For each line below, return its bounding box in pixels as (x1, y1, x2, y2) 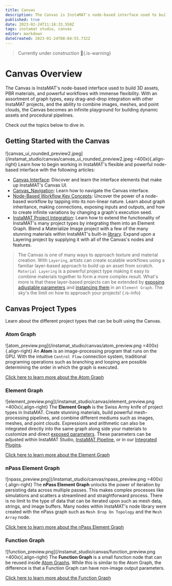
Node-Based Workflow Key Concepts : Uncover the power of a (12, 193, 144, 199)
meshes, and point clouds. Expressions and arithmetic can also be (5, 420, 145, 426)
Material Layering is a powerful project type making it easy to (17, 268, 149, 274)
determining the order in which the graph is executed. (5, 364, 119, 370)
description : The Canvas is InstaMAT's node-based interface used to (5, 12, 157, 17)
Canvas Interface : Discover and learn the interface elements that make (12, 176, 162, 183)
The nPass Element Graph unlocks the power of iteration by (33, 482, 160, 488)
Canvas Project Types (5, 305, 77, 313)
